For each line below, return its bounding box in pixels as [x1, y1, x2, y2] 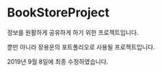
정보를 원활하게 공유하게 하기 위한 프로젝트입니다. [7, 28, 139, 36]
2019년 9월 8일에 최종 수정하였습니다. [7, 57, 109, 66]
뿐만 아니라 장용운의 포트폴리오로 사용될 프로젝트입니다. [7, 43, 155, 51]
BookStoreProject [7, 5, 110, 21]
